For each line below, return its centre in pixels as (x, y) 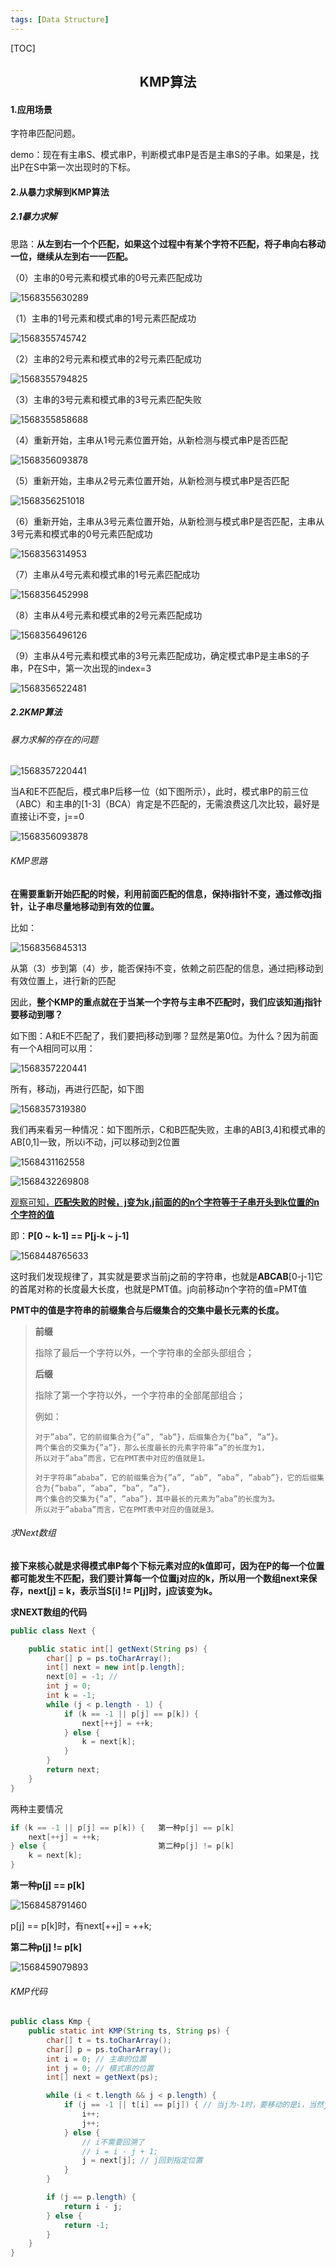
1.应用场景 (31, 109)
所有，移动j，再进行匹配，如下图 (77, 1088)
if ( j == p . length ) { (91, 2197)
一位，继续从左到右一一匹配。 (71, 256)
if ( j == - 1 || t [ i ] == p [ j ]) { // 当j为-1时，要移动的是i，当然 (193, 2105)
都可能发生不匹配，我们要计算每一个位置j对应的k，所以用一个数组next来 (159, 1578)
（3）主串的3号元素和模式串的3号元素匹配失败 (106, 399)
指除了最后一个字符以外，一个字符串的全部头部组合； (144, 1352)
